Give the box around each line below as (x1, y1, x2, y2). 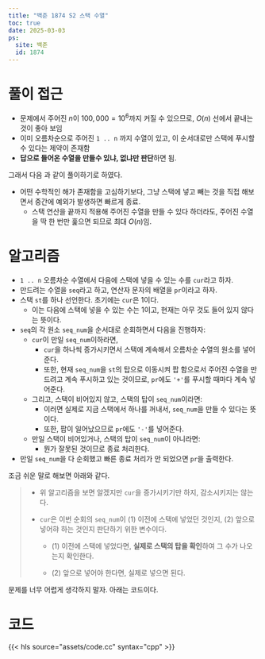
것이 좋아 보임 (19, 123, 63, 133)
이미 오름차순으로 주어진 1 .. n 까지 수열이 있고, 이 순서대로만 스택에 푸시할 (19, 133, 255, 143)
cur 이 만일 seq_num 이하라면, (31, 334, 119, 344)
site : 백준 (15, 41, 48, 49)
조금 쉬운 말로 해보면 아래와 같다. (8, 470, 110, 480)
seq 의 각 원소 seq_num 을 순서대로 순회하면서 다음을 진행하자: (19, 325, 206, 334)
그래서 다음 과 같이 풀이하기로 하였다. (8, 170, 123, 179)
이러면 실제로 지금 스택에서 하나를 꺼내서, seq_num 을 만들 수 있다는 (43, 404, 248, 414)
